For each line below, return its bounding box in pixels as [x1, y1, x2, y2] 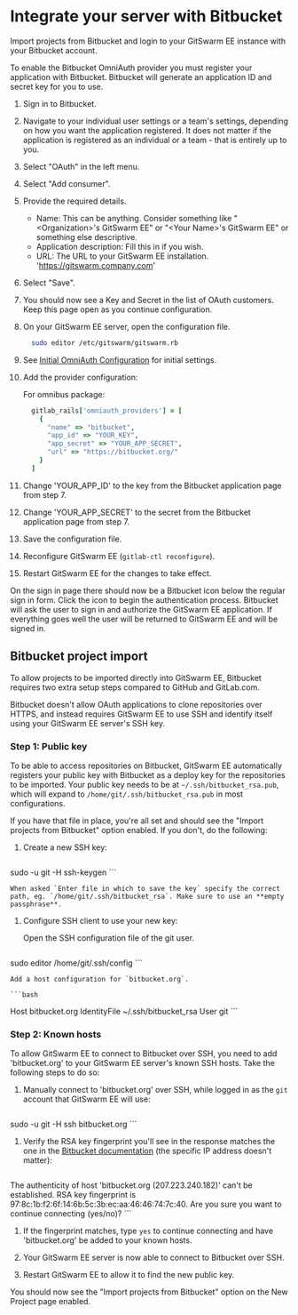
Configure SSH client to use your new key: [22, 915, 178, 926]
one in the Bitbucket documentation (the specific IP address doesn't [22, 1145, 272, 1157]
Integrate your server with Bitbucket [10, 6, 283, 27]
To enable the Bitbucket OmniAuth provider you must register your [10, 62, 253, 73]
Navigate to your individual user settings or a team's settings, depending [22, 116, 289, 126]
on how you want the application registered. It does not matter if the [22, 124, 271, 135]
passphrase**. [10, 900, 63, 909]
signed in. [10, 622, 47, 633]
